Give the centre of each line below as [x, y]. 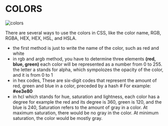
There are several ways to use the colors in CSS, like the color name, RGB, [83, 33]
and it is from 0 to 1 [33, 75]
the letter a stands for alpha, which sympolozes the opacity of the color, [88, 70]
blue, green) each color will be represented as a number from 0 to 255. [87, 64]
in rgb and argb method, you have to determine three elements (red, [84, 58]
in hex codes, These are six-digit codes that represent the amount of [85, 80]
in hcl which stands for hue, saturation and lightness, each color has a [86, 97]
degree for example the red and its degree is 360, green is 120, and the [87, 102]
